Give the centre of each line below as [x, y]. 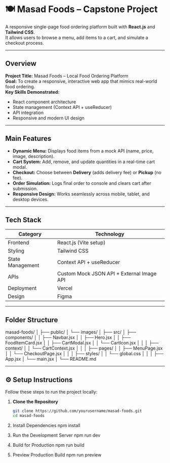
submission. [25, 188]
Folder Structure [32, 320]
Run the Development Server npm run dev [56, 435]
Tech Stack [23, 220]
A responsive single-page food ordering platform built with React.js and [80, 27]
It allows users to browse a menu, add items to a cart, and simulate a [77, 37]
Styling [16, 251]
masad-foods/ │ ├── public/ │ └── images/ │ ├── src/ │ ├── [71, 332]
